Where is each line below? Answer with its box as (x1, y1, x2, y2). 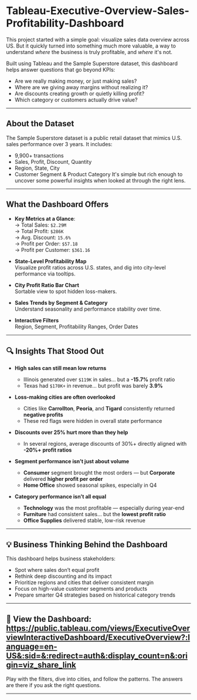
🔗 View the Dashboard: (6, 614, 92, 624)
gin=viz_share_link (6, 659, 76, 670)
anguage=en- (6, 641, 57, 651)
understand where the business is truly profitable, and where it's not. (6, 48, 173, 55)
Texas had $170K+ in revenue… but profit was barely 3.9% (23, 382, 163, 389)
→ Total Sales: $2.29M (14, 221, 66, 228)
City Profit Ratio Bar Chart (14, 281, 79, 288)
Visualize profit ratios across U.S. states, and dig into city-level (14, 264, 166, 271)
